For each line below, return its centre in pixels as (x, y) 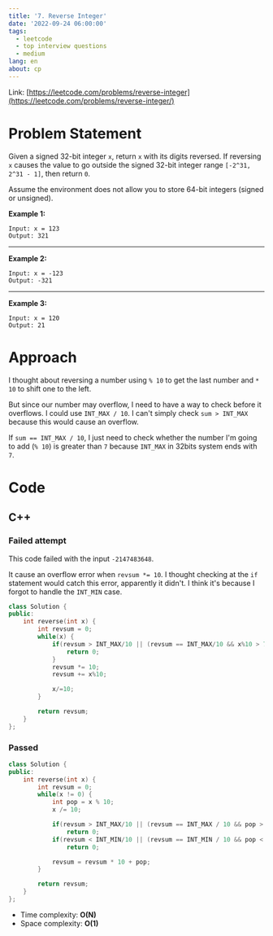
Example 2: (28, 258)
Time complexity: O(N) (58, 914)
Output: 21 (27, 325)
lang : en (23, 62)
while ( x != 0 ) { (65, 794)
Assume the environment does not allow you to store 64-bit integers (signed (136, 189)
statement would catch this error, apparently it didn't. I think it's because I (132, 583)
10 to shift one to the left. (50, 388)
